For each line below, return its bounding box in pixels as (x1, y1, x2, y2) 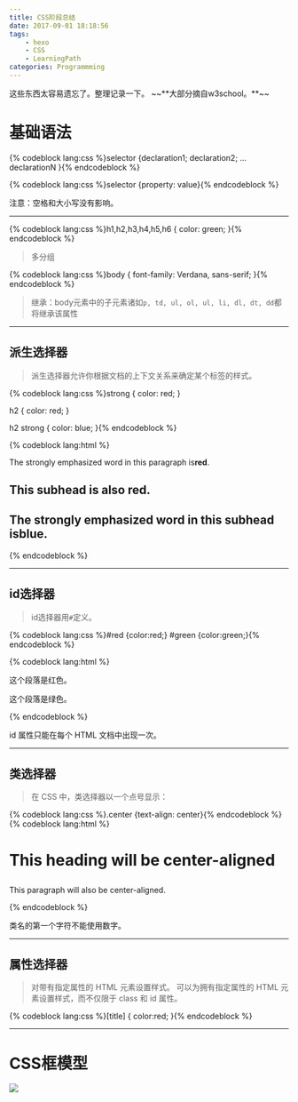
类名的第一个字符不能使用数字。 (9, 920, 126, 930)
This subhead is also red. (9, 483, 151, 498)
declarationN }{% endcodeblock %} (9, 162, 140, 172)
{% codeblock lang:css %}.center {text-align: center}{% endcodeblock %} (9, 810, 282, 820)
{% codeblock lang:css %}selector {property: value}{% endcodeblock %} (9, 179, 279, 189)
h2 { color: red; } (9, 405, 69, 416)
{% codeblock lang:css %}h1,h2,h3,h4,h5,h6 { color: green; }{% (9, 223, 242, 234)
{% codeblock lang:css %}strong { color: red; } (9, 387, 181, 398)
